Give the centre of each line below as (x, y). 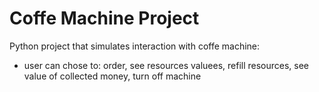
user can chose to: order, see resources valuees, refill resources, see (166, 65)
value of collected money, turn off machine (112, 76)
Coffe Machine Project (104, 18)
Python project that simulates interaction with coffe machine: (135, 46)
